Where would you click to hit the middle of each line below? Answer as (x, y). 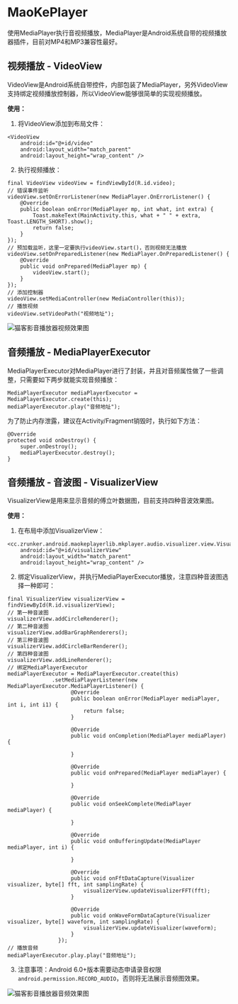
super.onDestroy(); (49, 446)
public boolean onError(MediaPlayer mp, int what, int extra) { (117, 209)
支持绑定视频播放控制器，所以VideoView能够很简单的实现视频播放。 (107, 94)
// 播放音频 (23, 948)
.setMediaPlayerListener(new (95, 680)
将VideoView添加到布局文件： (61, 123)
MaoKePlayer (48, 12)
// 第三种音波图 (28, 641)
